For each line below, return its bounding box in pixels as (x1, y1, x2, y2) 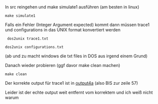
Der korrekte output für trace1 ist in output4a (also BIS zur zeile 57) (5, 80, 138, 86)
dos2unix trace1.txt (7, 36, 49, 41)
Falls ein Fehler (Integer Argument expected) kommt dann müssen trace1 (5, 22, 150, 27)
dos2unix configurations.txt (5, 45, 64, 50)
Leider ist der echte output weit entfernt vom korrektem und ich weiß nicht (5, 90, 153, 95)
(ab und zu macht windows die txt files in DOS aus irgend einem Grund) (5, 53, 148, 59)
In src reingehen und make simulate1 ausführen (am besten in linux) (5, 4, 140, 10)
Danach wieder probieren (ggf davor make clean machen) (5, 63, 120, 68)
